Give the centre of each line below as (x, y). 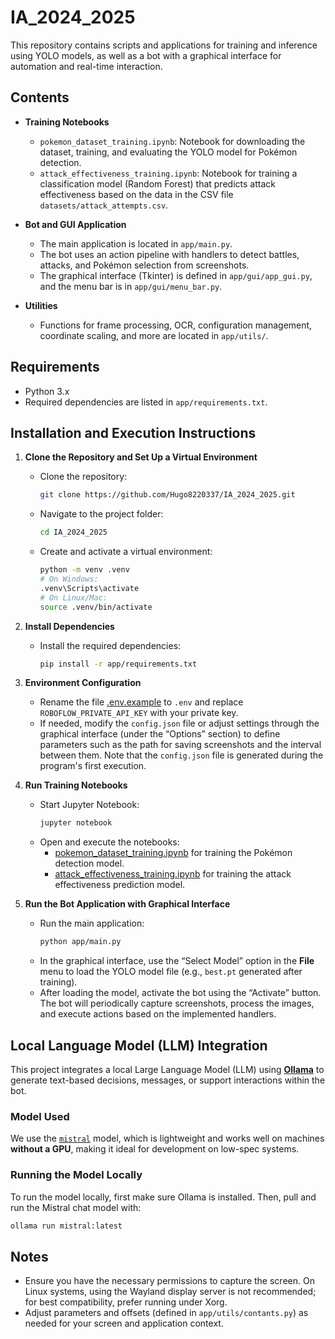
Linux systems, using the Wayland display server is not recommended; (170, 1292)
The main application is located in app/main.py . (136, 243)
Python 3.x (47, 391)
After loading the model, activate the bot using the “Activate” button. (180, 993)
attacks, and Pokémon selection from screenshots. (144, 265)
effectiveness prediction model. (120, 885)
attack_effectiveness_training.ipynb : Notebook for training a (168, 173)
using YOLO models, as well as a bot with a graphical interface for (146, 55)
